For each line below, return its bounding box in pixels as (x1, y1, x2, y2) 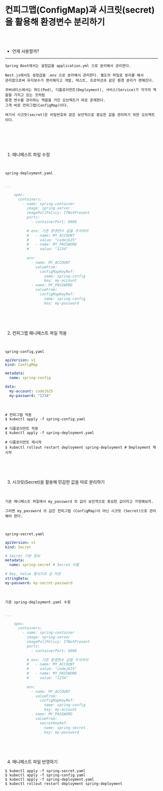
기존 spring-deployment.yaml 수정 (5, 599, 71, 605)
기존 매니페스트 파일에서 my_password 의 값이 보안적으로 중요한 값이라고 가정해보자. (5, 499, 154, 504)
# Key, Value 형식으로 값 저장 (5, 572, 61, 576)
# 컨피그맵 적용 (5, 412, 32, 417)
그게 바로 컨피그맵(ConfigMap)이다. (5, 103, 69, 108)
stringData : (5, 576, 29, 581)
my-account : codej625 (9, 389, 53, 394)
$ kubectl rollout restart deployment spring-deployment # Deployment (5, 445, 151, 450)
